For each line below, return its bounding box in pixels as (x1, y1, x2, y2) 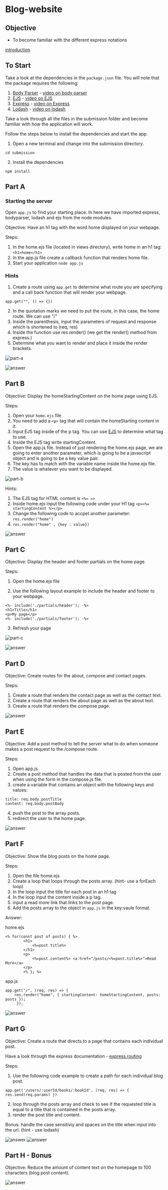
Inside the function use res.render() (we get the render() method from (12, 329, 157, 335)
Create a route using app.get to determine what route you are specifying (12, 284, 162, 290)
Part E (5, 727, 24, 736)
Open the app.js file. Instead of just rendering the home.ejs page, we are (12, 445, 163, 451)
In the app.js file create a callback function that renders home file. (12, 255, 149, 261)
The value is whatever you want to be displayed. (12, 466, 113, 472)
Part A (5, 182, 25, 191)
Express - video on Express (12, 100, 70, 106)
